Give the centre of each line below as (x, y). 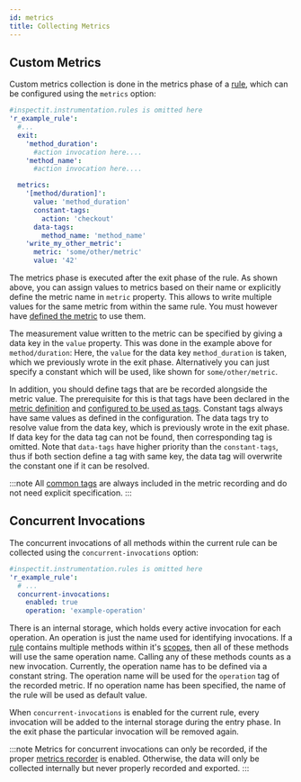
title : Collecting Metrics (60, 26)
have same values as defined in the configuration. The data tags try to (139, 418)
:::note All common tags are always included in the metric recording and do (148, 484)
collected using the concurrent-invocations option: (104, 552)
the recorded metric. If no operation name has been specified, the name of (147, 686)
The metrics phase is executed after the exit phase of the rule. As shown (144, 278)
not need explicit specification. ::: (71, 493)
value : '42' (55, 261)
